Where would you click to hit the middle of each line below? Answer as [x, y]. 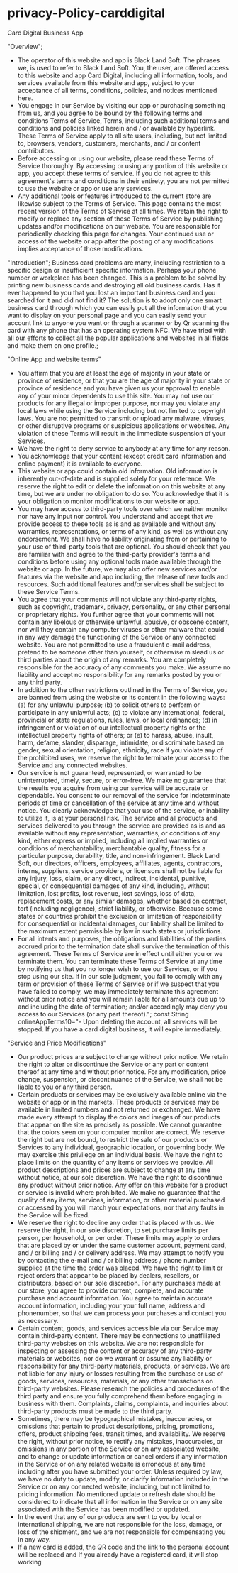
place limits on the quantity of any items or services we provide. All [115, 1162]
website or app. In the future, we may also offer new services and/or [118, 569]
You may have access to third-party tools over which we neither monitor [123, 508]
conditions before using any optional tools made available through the [119, 561]
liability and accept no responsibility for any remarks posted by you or [119, 674]
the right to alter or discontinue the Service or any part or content [113, 1064]
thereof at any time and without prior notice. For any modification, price [122, 1071]
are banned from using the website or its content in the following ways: [121, 697]
